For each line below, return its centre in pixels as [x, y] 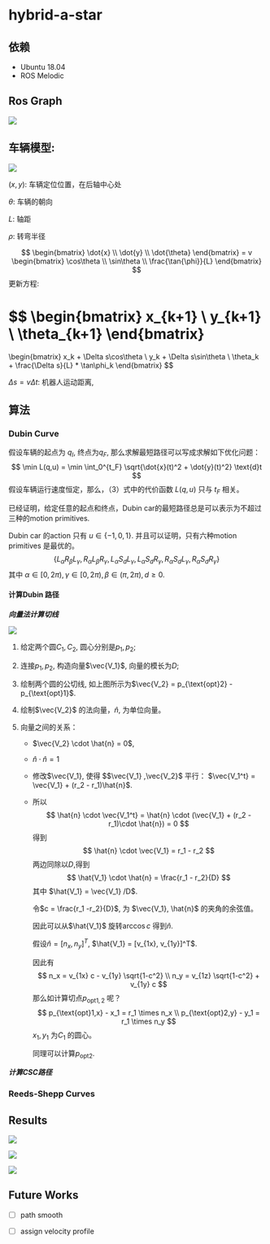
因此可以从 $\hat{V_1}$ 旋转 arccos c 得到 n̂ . [102, 926]
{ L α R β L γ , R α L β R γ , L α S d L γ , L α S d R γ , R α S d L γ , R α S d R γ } [137, 560]
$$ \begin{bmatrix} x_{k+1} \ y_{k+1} [135, 317]
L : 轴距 [20, 219]
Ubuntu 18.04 [43, 67]
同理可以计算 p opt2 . [63, 1055]
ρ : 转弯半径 [27, 236]
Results [28, 1120]
